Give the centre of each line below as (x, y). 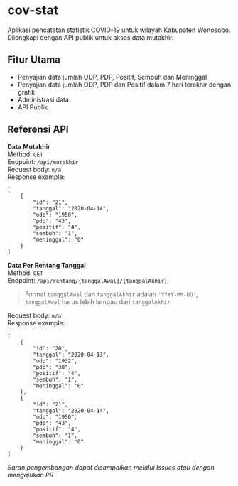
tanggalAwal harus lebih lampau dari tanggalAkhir (97, 301)
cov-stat (33, 10)
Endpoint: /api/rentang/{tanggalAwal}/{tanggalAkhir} (87, 280)
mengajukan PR (31, 475)
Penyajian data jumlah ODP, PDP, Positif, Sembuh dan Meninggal (112, 77)
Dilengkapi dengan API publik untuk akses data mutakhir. (91, 37)
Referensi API (38, 130)
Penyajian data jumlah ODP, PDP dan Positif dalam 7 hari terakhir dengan (124, 85)
